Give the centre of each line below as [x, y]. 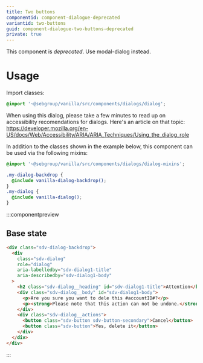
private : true [24, 34]
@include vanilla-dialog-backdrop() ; [59, 180]
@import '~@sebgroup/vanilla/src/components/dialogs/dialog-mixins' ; [96, 164]
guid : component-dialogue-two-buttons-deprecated [70, 29]
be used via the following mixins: [47, 152]
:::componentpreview [33, 215]
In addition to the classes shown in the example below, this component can [100, 146]
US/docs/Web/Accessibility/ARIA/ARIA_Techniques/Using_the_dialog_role [98, 134]
